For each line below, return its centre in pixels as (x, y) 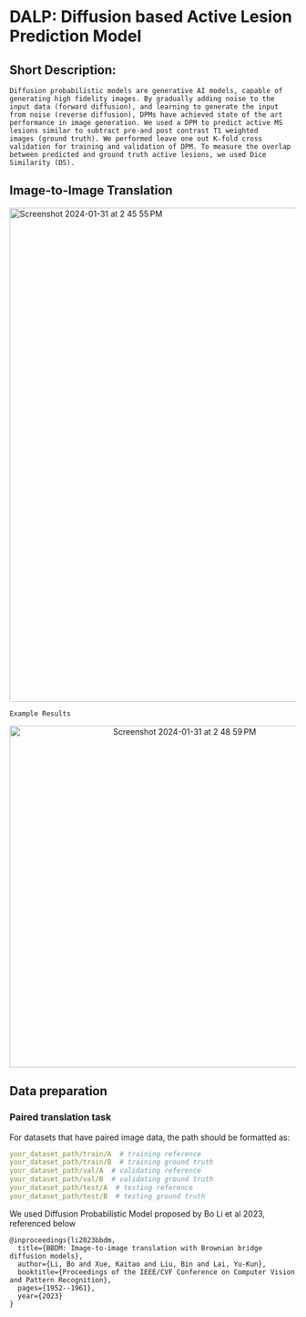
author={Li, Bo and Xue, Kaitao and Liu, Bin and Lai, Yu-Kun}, (142, 1264)
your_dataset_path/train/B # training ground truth (112, 1162)
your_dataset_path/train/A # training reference (106, 1154)
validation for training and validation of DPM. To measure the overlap (150, 147)
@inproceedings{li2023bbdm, (63, 1240)
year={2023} (41, 1296)
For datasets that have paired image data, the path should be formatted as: (150, 1137)
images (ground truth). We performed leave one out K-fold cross (136, 139)
